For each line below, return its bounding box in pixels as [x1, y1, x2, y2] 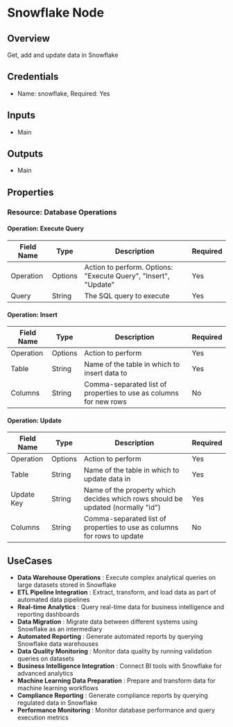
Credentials [7, 71, 59, 83]
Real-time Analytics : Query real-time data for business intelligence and [17, 603, 225, 611]
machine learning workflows [17, 684, 98, 692]
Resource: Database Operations [7, 207, 117, 216]
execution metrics [17, 713, 69, 722]
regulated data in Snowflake [17, 699, 98, 707]
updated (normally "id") [83, 503, 161, 513]
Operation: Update [7, 416, 62, 425]
